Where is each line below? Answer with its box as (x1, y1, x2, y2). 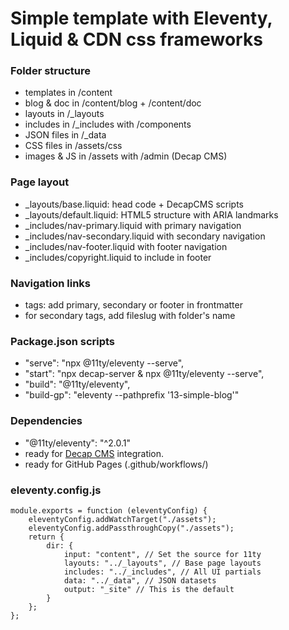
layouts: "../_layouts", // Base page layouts (63, 558, 262, 568)
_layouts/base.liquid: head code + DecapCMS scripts (24, 198, 244, 210)
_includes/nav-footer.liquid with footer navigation (24, 240, 228, 252)
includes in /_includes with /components (24, 118, 192, 131)
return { (28, 532, 65, 542)
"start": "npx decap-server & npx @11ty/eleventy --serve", (24, 368, 265, 380)
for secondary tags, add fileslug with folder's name (24, 310, 236, 322)
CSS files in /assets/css (24, 140, 123, 152)
